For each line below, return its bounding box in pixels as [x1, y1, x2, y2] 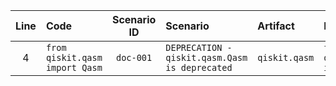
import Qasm [45, 62, 103, 73]
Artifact [257, 19, 295, 33]
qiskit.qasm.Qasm [165, 52, 248, 63]
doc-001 [115, 52, 153, 63]
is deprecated [165, 62, 233, 73]
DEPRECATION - [165, 42, 233, 53]
